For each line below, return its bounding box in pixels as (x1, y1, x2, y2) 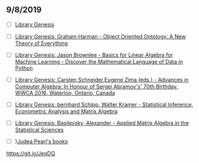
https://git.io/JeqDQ (6, 150, 55, 157)
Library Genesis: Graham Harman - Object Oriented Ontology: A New (14, 32, 186, 40)
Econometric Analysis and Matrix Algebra (14, 108, 118, 115)
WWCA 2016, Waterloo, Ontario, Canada (14, 90, 115, 97)
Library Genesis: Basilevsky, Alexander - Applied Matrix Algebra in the (14, 120, 189, 127)
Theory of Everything (14, 39, 68, 47)
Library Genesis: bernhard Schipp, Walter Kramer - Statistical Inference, (14, 101, 194, 108)
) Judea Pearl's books (14, 138, 68, 145)
